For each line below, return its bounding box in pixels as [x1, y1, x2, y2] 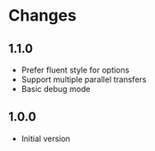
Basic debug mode [20, 84, 91, 94]
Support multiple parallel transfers [20, 74, 147, 85]
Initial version [20, 133, 70, 144]
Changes [8, 5, 77, 26]
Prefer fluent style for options [20, 64, 130, 75]
